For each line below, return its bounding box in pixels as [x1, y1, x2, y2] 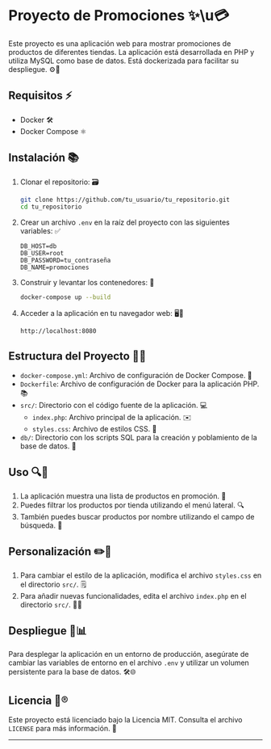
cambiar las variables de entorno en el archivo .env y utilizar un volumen [8, 658, 250, 667]
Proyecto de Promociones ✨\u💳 [8, 6, 230, 25]
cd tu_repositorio [19, 203, 82, 211]
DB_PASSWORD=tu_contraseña [19, 256, 111, 265]
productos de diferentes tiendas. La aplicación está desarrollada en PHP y [8, 47, 255, 57]
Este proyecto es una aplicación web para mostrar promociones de [8, 38, 231, 48]
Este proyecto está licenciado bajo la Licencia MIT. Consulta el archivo [8, 715, 243, 725]
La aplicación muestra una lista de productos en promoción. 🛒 [19, 490, 227, 501]
